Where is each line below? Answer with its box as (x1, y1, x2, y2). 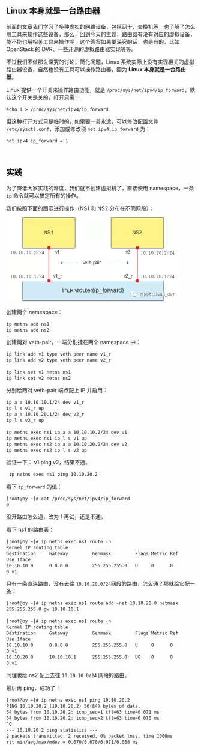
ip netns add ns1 (6, 321, 50, 327)
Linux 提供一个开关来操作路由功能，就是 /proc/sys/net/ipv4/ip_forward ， (6, 86, 190, 93)
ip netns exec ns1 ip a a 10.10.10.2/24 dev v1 (6, 429, 128, 435)
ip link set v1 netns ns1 (6, 369, 71, 375)
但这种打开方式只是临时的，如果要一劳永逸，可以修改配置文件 (6, 117, 159, 125)
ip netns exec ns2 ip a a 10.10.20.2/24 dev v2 (6, 441, 128, 447)
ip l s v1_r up (6, 405, 44, 411)
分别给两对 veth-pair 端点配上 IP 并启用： (6, 386, 108, 394)
